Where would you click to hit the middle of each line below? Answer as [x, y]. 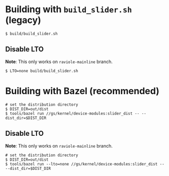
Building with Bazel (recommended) [82, 91]
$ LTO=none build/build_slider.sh [42, 71]
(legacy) [23, 20]
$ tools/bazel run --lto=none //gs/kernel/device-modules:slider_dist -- [85, 164]
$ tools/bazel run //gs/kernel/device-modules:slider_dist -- [72, 113]
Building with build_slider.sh [69, 9]
